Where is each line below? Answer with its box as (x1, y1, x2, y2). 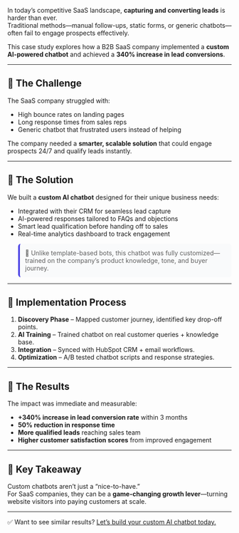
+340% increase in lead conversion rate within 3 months (17, 413, 188, 422)
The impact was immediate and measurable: (7, 399, 137, 408)
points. (17, 323, 38, 331)
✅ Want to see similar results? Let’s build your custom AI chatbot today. (7, 518, 217, 527)
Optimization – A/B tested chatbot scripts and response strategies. (17, 353, 215, 362)
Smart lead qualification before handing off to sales (17, 222, 169, 230)
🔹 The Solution (7, 174, 74, 186)
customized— (179, 249, 221, 257)
